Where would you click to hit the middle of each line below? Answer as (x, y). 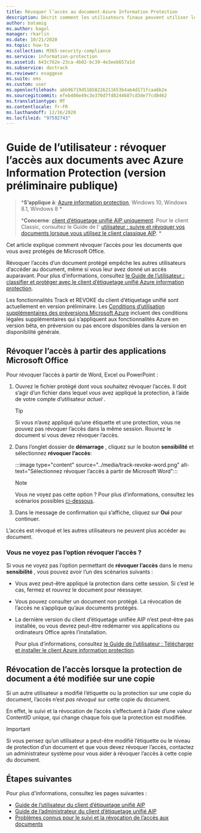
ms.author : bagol (28, 29)
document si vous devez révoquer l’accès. (67, 435)
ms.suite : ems (24, 79)
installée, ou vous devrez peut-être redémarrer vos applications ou (97, 626)
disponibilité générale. (33, 332)
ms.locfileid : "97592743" (38, 118)
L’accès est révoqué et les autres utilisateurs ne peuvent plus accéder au (96, 530)
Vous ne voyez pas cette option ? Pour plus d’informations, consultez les (104, 494)
